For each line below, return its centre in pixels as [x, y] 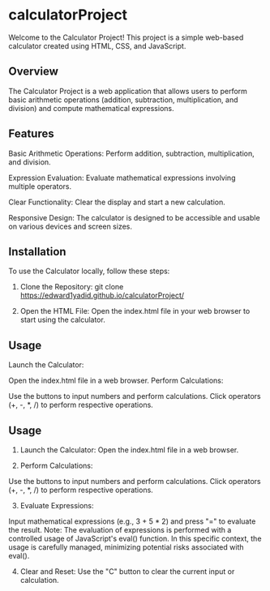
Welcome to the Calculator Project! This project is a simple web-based [126, 37]
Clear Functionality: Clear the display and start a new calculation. [117, 202]
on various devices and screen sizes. [70, 226]
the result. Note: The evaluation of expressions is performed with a [120, 530]
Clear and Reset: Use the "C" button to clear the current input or [127, 572]
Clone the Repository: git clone [72, 287]
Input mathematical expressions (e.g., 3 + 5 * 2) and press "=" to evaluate [132, 521]
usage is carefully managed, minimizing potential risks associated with [126, 547]
